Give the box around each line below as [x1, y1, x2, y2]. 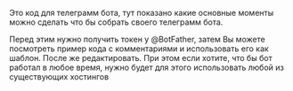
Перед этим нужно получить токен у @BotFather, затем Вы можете [9, 34, 265, 44]
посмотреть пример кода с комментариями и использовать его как [9, 43, 269, 54]
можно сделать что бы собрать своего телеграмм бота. [9, 17, 224, 27]
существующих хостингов [9, 72, 110, 82]
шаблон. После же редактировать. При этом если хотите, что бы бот [9, 53, 273, 63]
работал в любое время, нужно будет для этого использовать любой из [9, 62, 285, 72]
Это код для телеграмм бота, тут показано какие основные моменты [9, 8, 274, 18]
